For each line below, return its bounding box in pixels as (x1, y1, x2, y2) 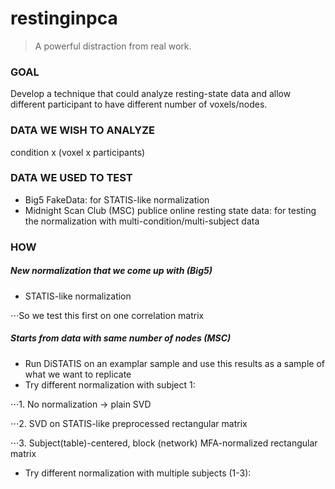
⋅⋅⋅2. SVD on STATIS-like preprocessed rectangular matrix (10, 417, 248, 429)
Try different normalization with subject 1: (24, 378, 196, 391)
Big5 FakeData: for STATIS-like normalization (24, 193, 210, 206)
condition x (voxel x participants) (10, 146, 146, 158)
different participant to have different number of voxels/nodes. (10, 98, 268, 111)
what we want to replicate (24, 368, 132, 380)
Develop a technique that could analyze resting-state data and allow (10, 88, 292, 100)
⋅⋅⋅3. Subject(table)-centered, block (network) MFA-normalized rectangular (10, 437, 318, 449)
